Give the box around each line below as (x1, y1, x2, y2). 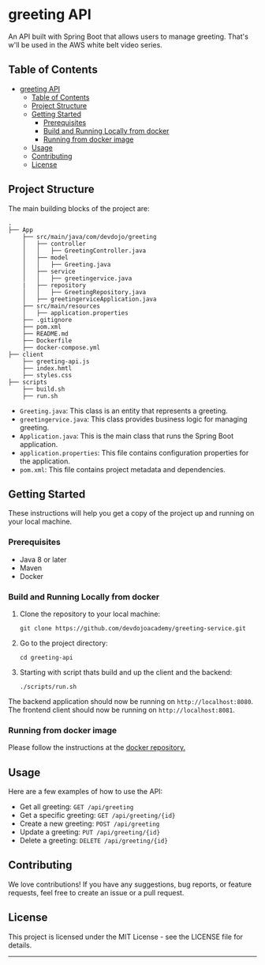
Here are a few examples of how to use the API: (8, 787, 163, 797)
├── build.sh (22, 385, 65, 393)
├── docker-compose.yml (22, 343, 101, 351)
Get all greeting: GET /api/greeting (19, 802, 134, 812)
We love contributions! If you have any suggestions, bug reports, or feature (8, 880, 252, 889)
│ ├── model (22, 253, 69, 262)
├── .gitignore (22, 316, 73, 324)
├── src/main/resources (22, 302, 101, 310)
